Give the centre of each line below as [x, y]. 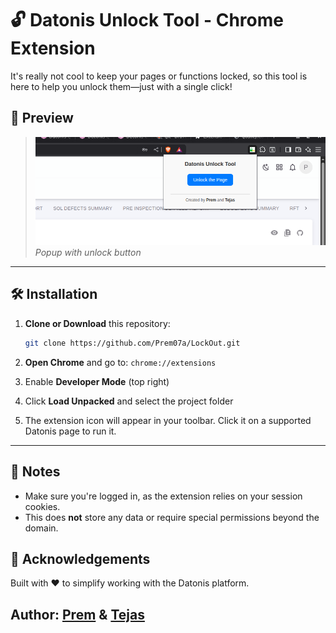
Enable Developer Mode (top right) [97, 381]
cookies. [42, 506]
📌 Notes [35, 472]
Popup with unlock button [88, 253]
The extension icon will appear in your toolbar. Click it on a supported [168, 420]
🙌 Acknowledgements [80, 558]
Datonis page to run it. [70, 431]
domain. [41, 528]
